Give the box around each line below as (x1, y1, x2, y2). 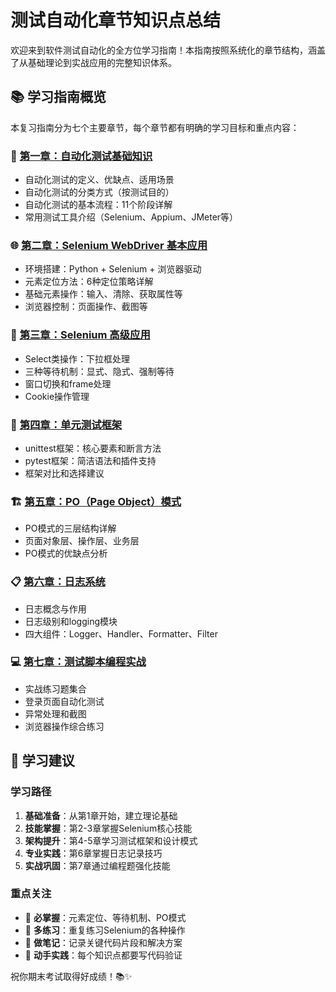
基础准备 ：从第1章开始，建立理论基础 (24, 809, 178, 821)
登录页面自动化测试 (24, 695, 105, 707)
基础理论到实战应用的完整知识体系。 (27, 56, 177, 68)
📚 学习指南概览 (10, 89, 107, 106)
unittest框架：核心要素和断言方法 (24, 442, 162, 454)
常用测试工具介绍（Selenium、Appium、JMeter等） (24, 211, 239, 223)
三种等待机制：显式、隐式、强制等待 (24, 365, 175, 377)
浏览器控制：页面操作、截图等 (24, 301, 148, 313)
